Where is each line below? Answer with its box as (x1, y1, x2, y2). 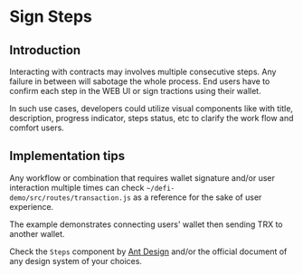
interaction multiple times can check (9, 182, 145, 193)
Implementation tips (9, 148, 125, 164)
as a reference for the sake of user (132, 192, 262, 203)
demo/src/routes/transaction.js (9, 193, 131, 203)
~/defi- (146, 184, 175, 193)
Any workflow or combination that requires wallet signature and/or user (9, 172, 276, 183)
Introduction (9, 43, 81, 58)
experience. (9, 201, 54, 212)
